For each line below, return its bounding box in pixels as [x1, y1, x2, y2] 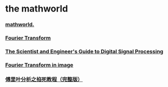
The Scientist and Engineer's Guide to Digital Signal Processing [5, 48, 163, 55]
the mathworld [5, 3, 68, 15]
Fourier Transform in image [5, 61, 74, 68]
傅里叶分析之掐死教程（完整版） [5, 76, 83, 83]
